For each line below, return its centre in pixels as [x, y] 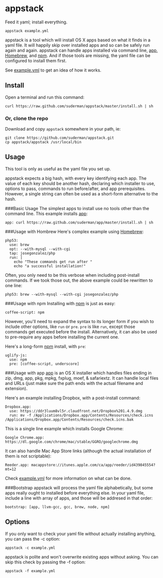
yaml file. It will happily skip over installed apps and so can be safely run [77, 45]
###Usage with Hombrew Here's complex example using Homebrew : [74, 231]
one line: [14, 285]
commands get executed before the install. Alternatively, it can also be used [81, 331]
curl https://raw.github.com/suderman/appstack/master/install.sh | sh [79, 106]
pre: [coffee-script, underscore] [44, 364]
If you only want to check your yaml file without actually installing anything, [80, 534]
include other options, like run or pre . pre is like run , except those [70, 327]
